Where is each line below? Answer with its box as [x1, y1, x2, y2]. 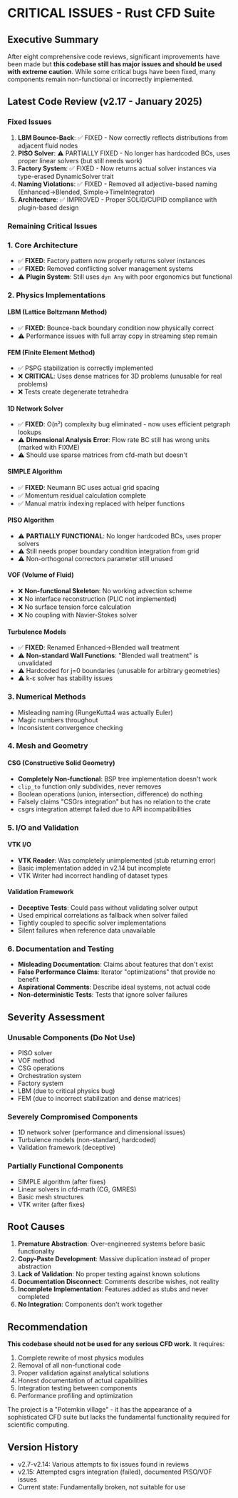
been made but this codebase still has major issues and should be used [7, 60, 222, 68]
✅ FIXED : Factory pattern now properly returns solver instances [17, 256, 206, 265]
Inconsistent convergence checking [17, 723, 123, 732]
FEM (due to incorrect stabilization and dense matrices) [17, 1094, 182, 1102]
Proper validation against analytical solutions [17, 1369, 150, 1378]
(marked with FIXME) [17, 443, 80, 452]
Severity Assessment [7, 1011, 105, 1023]
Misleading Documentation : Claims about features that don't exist [17, 960, 214, 969]
